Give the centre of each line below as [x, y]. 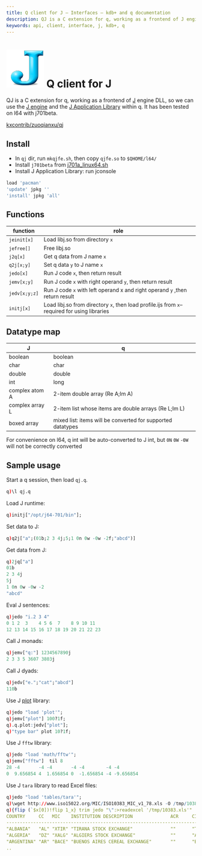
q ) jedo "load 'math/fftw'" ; [41, 755]
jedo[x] [18, 274]
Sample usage [34, 465]
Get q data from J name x [75, 256]
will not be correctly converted [44, 446]
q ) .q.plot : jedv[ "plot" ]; [37, 725]
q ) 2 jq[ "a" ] [20, 561]
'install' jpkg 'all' [33, 196]
